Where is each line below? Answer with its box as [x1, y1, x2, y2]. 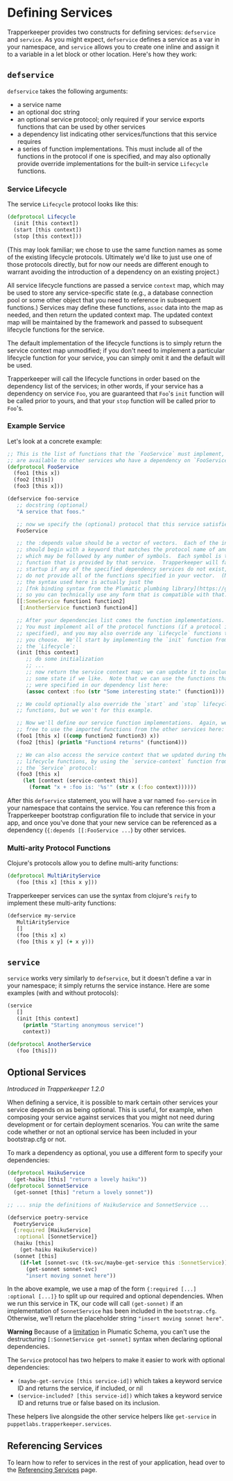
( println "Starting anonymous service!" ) [22, 1022, 144, 1029]
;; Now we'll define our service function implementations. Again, [16, 719, 218, 727]
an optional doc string [17, 108, 80, 116]
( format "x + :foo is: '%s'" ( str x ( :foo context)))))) [28, 784, 197, 791]
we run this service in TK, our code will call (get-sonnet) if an [7, 1300, 183, 1308]
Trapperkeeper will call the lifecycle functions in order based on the [7, 374, 200, 383]
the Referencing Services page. [7, 1466, 98, 1474]
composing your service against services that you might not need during [7, 1113, 215, 1122]
